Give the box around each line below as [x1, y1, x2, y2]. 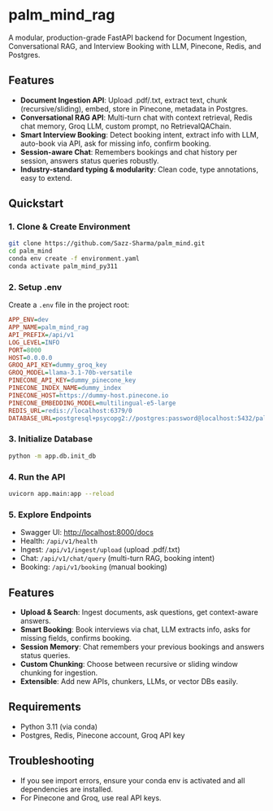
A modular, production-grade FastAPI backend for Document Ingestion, [8, 33, 248, 42]
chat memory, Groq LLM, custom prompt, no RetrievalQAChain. [19, 121, 232, 131]
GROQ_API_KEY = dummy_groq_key [8, 361, 107, 370]
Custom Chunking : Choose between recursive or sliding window [19, 659, 238, 669]
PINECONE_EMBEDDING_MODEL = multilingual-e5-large [8, 399, 176, 407]
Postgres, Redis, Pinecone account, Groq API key [19, 730, 185, 740]
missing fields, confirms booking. [19, 633, 132, 642]
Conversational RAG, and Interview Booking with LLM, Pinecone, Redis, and [8, 41, 262, 50]
